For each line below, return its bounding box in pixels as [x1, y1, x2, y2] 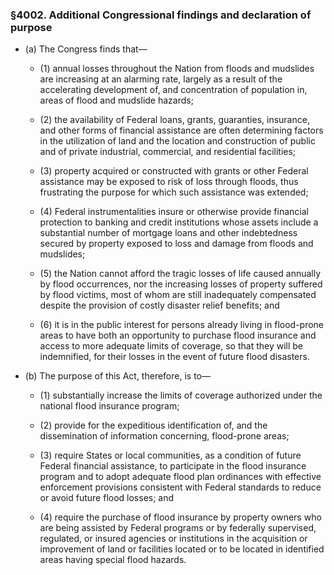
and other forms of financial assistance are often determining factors [39, 124, 324, 137]
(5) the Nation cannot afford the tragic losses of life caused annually [39, 268, 322, 280]
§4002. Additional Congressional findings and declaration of [10, 8, 312, 22]
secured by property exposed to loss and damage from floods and [39, 238, 314, 250]
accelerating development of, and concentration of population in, [39, 84, 308, 96]
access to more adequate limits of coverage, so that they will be [39, 340, 304, 352]
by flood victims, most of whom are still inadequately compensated [39, 289, 317, 301]
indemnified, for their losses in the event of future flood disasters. [39, 351, 310, 363]
